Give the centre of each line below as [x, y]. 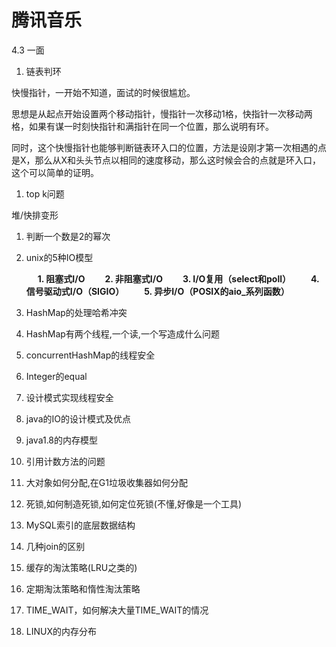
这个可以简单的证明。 [55, 172]
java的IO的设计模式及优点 [78, 418]
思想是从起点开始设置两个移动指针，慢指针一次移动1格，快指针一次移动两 [162, 113]
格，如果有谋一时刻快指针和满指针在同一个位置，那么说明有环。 [142, 126]
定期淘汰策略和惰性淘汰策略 [83, 588]
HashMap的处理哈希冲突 [76, 312]
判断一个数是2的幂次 [68, 236]
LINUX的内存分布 [61, 631]
